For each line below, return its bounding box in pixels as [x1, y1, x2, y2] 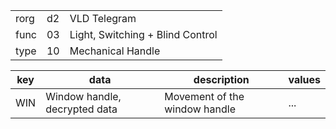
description [193, 73, 250, 86]
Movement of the [164, 90, 245, 103]
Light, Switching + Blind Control [69, 28, 218, 41]
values [288, 73, 321, 86]
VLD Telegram [69, 12, 137, 25]
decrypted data [45, 102, 118, 116]
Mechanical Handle [69, 44, 161, 58]
